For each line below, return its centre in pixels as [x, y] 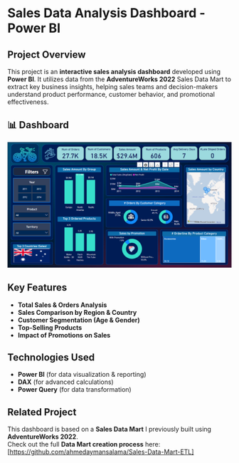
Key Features [37, 287]
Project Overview [47, 54]
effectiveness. [28, 102]
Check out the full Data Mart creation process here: [84, 444]
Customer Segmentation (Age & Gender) [79, 320]
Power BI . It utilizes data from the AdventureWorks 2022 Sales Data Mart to [119, 79]
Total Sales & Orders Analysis [62, 305]
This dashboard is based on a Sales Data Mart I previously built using [110, 430]
